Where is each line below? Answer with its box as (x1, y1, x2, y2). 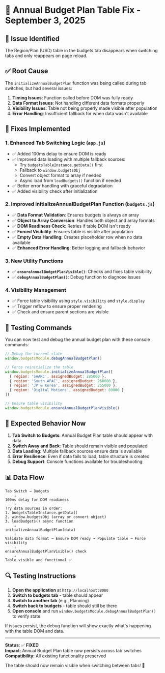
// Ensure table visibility (5, 401, 63, 406)
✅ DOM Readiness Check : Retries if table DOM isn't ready (12, 223, 131, 229)
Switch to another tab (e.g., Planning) (12, 598, 89, 604)
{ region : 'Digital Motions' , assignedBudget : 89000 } (9, 388, 124, 393)
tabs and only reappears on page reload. (5, 53, 87, 59)
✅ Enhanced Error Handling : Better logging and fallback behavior (12, 245, 146, 250)
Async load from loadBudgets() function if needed (19, 177, 121, 184)
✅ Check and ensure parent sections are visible (12, 309, 109, 315)
